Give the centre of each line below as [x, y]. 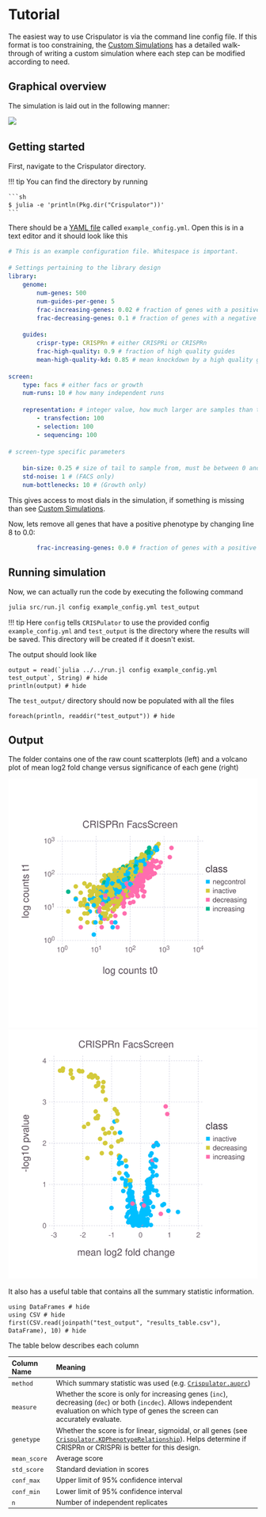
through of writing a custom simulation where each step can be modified [127, 53]
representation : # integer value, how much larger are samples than [138, 410]
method [22, 1384]
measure [24, 1407]
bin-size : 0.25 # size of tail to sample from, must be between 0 [134, 469]
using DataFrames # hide [49, 1307]
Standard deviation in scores [102, 1469]
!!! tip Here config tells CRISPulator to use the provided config [109, 622]
